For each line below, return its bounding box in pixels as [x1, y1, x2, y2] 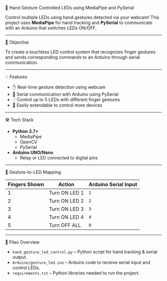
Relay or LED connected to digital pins [19, 155, 98, 160]
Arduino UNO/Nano [12, 149, 54, 155]
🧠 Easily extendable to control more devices [12, 102, 103, 108]
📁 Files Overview [5, 239, 40, 245]
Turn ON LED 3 [49, 206, 84, 212]
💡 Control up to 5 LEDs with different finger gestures [12, 97, 120, 102]
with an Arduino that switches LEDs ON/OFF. [5, 25, 97, 31]
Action [58, 181, 75, 188]
